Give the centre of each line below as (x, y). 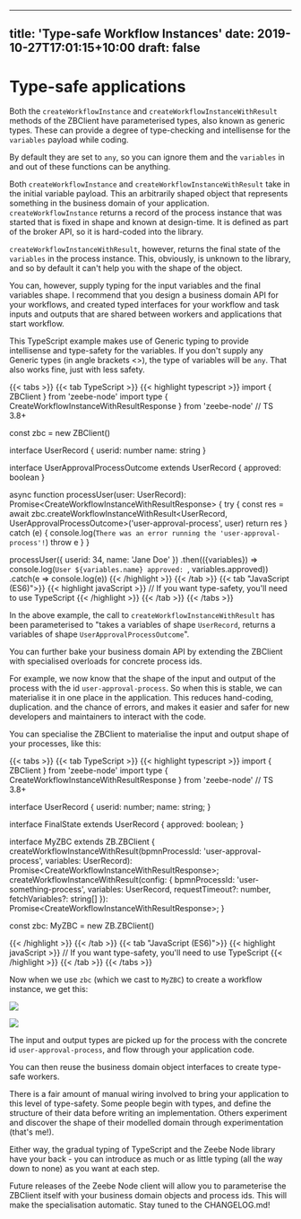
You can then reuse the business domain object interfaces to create (134, 1067)
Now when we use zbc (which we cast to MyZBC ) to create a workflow (136, 980)
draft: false (169, 48)
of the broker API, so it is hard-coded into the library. (107, 232)
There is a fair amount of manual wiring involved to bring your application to (149, 1094)
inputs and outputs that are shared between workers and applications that (146, 314)
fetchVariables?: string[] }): (59, 899)
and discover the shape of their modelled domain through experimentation (146, 1123)
